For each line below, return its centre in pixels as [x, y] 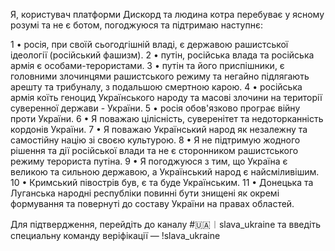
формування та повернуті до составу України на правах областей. [152, 203]
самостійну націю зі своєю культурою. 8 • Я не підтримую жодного [155, 140]
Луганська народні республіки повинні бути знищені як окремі [145, 193]
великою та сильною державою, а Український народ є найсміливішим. [165, 172]
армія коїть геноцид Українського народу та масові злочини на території [166, 97]
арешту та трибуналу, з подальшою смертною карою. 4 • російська [156, 87]
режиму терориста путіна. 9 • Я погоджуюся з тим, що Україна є [149, 161]
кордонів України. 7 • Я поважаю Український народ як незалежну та [159, 129]
